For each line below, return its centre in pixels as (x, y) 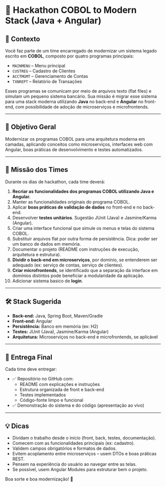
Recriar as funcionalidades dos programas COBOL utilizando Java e (83, 191)
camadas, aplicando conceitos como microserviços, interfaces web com (79, 144)
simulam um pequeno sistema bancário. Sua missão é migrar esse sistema (81, 96)
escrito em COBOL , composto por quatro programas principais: (70, 56)
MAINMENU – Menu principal (39, 66)
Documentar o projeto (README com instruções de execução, (76, 249)
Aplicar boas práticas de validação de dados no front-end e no (77, 207)
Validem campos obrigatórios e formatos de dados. (64, 448)
